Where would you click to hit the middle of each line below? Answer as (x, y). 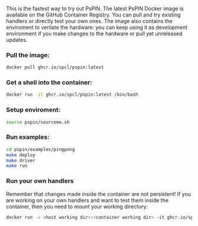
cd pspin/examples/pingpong (41, 149)
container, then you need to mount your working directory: (77, 207)
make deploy (21, 155)
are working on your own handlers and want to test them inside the (88, 200)
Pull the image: (28, 55)
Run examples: (28, 137)
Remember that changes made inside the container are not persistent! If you (99, 194)
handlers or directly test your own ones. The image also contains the (89, 21)
